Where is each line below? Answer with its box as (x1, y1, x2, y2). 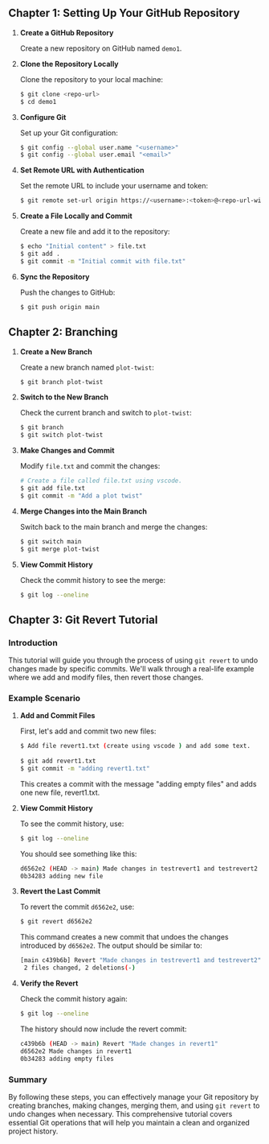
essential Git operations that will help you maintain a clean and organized (8, 1117, 251, 1127)
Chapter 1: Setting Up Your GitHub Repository (8, 6, 240, 20)
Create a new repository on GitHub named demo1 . (19, 43, 182, 53)
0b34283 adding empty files (19, 1055, 114, 1063)
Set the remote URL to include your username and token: (19, 181, 209, 191)
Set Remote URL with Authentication (19, 165, 145, 176)
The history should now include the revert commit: (19, 1024, 187, 1034)
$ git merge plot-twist (19, 545, 100, 553)
